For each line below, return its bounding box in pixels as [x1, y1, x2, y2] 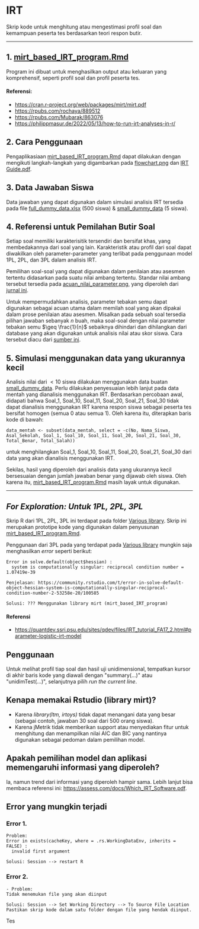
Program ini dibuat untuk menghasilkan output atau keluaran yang [6, 68, 167, 75]
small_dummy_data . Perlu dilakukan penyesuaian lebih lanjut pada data [6, 385, 179, 392]
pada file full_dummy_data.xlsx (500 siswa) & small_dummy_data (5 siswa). [6, 205, 188, 212]
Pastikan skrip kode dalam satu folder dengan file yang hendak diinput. [6, 906, 192, 913]
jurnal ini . [6, 287, 28, 294]
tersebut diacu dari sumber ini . [6, 336, 81, 343]
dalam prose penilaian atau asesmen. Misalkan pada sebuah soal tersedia [6, 311, 186, 318]
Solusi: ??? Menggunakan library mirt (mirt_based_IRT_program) [6, 601, 168, 606]
